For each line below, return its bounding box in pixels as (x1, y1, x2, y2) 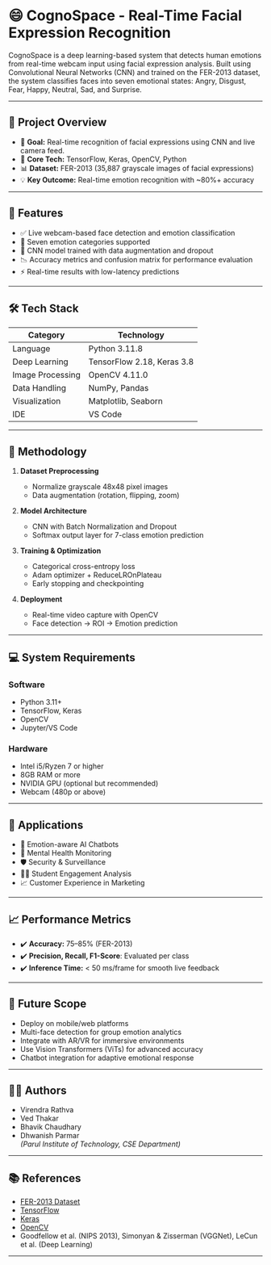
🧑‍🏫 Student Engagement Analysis (19, 869, 131, 878)
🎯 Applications (8, 818, 84, 831)
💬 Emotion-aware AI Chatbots (19, 839, 119, 849)
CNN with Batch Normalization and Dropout (31, 521, 177, 531)
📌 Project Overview (8, 115, 107, 129)
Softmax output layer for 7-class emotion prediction (31, 530, 204, 540)
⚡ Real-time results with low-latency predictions (19, 266, 180, 276)
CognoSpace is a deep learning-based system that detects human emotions (8, 50, 262, 60)
